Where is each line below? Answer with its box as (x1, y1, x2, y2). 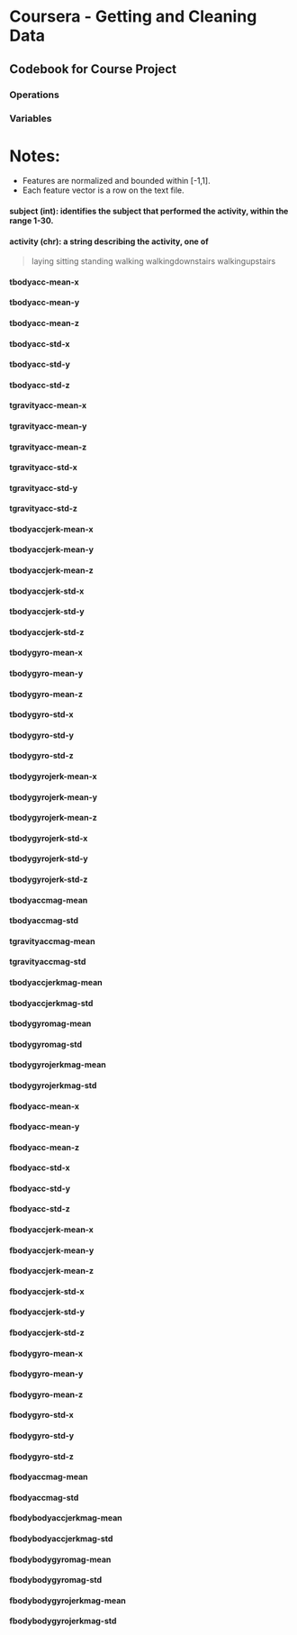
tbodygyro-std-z (9, 750, 74, 761)
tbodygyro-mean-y (9, 668, 84, 679)
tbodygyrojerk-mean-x (9, 771, 97, 781)
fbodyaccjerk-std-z (9, 1327, 85, 1339)
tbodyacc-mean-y (9, 297, 80, 308)
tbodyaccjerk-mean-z (9, 565, 94, 576)
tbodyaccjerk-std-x (9, 586, 85, 596)
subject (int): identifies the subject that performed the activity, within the (9, 205, 289, 216)
